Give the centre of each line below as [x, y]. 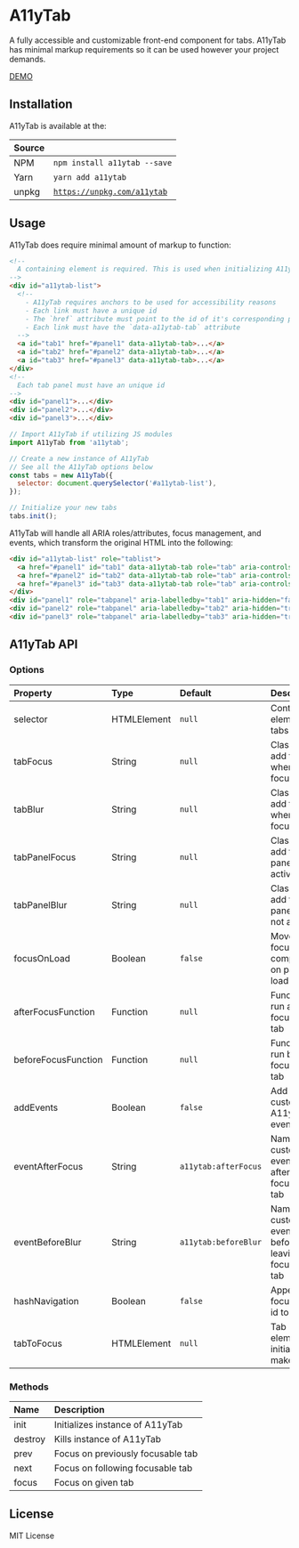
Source [29, 148]
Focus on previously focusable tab [126, 1454]
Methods [29, 1387]
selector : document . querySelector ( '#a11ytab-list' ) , [117, 483]
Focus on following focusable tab [123, 1468]
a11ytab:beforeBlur [221, 1242]
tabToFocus [38, 1343]
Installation [41, 105]
